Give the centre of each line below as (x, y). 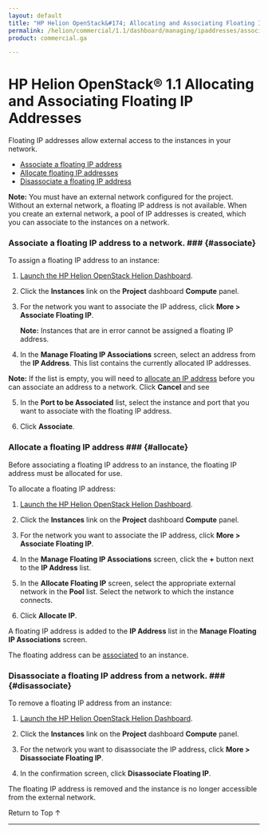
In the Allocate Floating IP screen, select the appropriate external (128, 583)
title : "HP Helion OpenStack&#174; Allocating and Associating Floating (132, 23)
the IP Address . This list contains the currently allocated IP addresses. (135, 363)
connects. (36, 600)
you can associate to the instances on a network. (89, 222)
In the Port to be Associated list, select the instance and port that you (134, 403)
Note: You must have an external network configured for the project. (121, 197)
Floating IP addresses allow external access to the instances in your (120, 141)
